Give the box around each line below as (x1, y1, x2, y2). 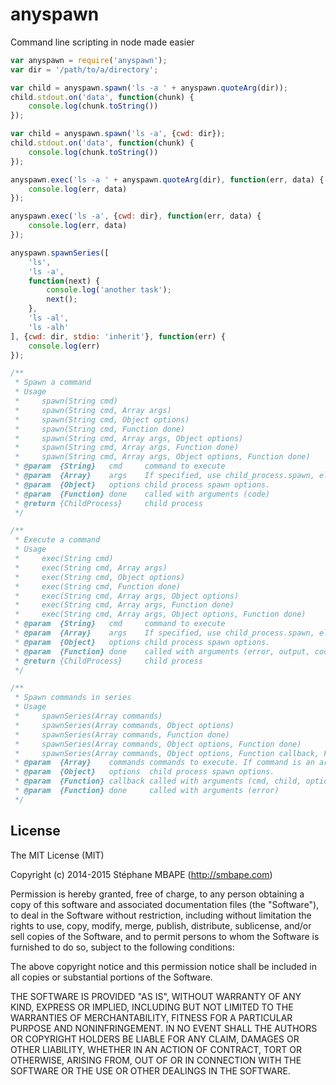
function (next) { (28, 276, 101, 286)
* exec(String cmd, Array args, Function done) (14, 600, 235, 610)
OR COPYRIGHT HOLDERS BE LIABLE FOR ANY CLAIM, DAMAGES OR (10, 1033, 300, 1045)
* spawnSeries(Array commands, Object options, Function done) (14, 739, 302, 749)
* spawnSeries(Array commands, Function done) (14, 729, 230, 740)
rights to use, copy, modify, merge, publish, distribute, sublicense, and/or (10, 919, 312, 932)
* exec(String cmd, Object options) (14, 572, 186, 582)
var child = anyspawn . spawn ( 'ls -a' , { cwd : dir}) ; (10, 129, 226, 139)
